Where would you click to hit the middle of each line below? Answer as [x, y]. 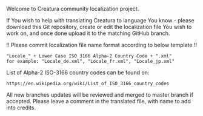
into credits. [21, 108]
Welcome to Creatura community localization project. [73, 9]
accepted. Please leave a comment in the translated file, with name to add [98, 101]
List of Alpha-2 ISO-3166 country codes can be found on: [78, 72]
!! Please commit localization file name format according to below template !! [102, 45]
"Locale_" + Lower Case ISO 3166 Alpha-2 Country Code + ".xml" [89, 56]
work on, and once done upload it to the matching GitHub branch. [88, 33]
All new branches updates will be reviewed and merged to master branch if [100, 95]
